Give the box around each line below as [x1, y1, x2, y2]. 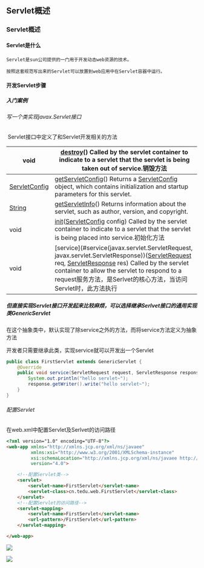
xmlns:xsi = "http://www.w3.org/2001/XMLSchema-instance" [30, 449, 174, 455]
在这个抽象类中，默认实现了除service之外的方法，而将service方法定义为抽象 [6, 326, 197, 333]
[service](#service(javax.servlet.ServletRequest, [54, 243, 193, 252]
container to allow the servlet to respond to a [54, 266, 182, 274]
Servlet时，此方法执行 [54, 284, 118, 292]
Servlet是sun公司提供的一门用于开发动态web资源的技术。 [6, 56, 132, 62]
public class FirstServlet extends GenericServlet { [6, 358, 142, 365]
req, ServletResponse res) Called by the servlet [54, 259, 189, 267]
